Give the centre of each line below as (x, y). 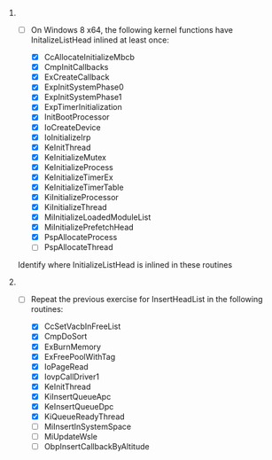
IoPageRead (66, 366)
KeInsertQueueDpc (79, 406)
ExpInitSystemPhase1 (83, 97)
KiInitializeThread (76, 207)
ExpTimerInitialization (83, 107)
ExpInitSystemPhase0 (84, 87)
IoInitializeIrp (67, 137)
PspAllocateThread (78, 247)
